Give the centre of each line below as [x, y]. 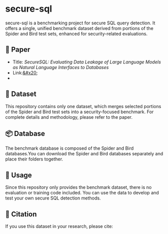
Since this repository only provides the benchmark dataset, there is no [78, 187]
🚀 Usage [18, 175]
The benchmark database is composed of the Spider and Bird [70, 148]
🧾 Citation [21, 214]
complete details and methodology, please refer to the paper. [69, 117]
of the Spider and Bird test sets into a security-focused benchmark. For [79, 112]
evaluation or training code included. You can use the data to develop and [82, 193]
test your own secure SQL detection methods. [53, 198]
